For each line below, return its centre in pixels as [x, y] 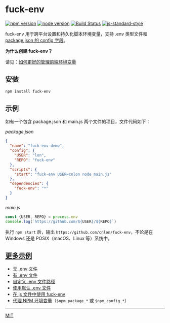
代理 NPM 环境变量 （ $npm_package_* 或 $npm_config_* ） [71, 301]
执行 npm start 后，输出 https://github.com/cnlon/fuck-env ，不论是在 [79, 232]
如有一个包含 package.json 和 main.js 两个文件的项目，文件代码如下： [78, 122]
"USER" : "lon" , [30, 155]
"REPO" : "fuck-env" [35, 160]
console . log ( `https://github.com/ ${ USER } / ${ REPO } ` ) [61, 221]
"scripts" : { [24, 169]
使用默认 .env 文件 [32, 288]
